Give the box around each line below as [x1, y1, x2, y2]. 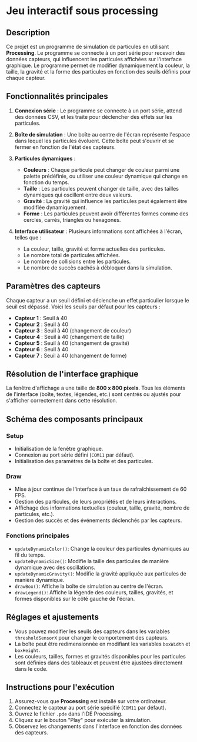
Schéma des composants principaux [6, 414, 143, 424]
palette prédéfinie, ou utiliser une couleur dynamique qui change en [23, 172, 188, 179]
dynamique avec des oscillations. [14, 564, 96, 571]
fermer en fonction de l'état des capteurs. [14, 143, 116, 151]
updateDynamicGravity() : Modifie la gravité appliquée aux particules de [14, 570, 186, 577]
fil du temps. [14, 551, 45, 558]
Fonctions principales [6, 531, 69, 540]
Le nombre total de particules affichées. [23, 251, 121, 258]
